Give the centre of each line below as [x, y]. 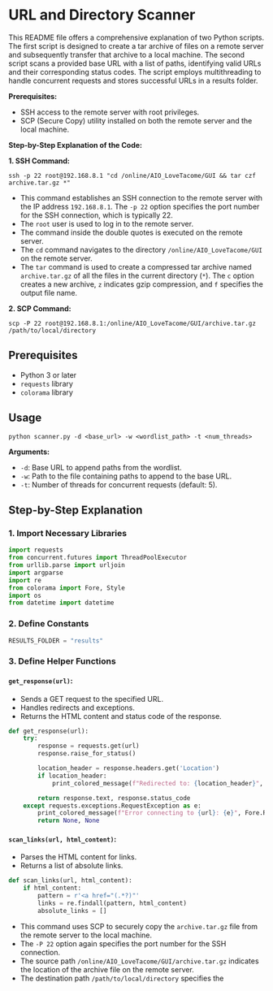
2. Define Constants [49, 624]
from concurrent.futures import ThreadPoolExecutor [97, 558]
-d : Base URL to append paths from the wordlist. [101, 467]
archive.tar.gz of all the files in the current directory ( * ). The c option [137, 275]
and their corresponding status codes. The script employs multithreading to [135, 71]
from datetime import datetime [61, 603]
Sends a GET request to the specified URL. [92, 699]
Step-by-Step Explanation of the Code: [76, 145]
